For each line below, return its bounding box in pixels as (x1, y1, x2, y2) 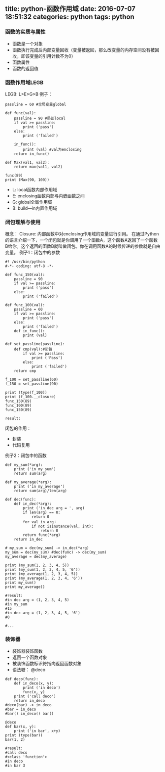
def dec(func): (5, 497, 36, 502)
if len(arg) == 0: (23, 510, 61, 515)
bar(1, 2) (5, 737, 26, 742)
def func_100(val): (5, 303, 45, 308)
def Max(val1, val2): (5, 160, 50, 165)
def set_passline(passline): (5, 342, 65, 347)
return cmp (14, 368, 36, 373)
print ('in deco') (23, 685, 61, 690)
